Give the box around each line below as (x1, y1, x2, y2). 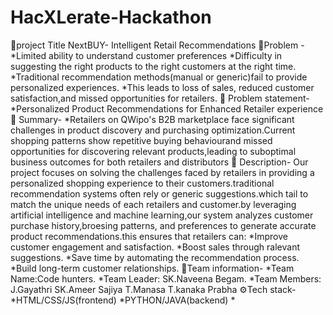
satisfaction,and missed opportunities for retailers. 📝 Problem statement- (10, 92, 310, 104)
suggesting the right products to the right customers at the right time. (10, 60, 297, 72)
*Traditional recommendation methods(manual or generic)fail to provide (10, 71, 308, 83)
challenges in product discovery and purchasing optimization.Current (10, 124, 296, 136)
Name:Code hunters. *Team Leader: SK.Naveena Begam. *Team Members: (10, 272, 322, 285)
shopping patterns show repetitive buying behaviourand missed (10, 134, 273, 146)
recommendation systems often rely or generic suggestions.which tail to (10, 187, 309, 200)
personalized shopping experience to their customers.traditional (10, 177, 275, 189)
